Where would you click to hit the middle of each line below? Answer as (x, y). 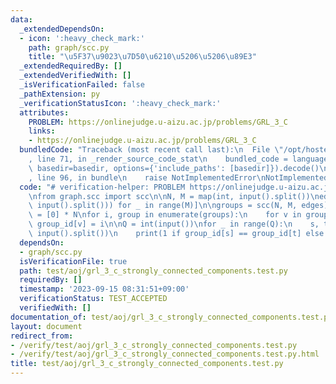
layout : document (46, 326)
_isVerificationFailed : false (82, 85)
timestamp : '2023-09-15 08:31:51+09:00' (104, 289)
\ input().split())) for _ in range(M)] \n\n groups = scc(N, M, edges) (178, 206)
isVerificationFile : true (73, 261)
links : (42, 131)
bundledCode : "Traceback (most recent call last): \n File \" (151, 150)
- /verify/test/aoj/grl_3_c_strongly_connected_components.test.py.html (165, 354)
